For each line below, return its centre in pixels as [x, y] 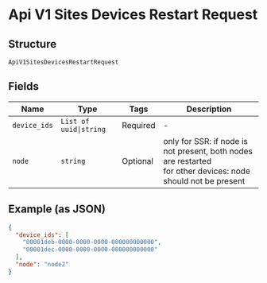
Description [209, 109]
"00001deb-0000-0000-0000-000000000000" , [92, 242]
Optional [137, 161]
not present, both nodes [208, 151]
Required [139, 125]
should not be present [204, 180]
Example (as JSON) [57, 209]
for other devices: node [207, 171]
